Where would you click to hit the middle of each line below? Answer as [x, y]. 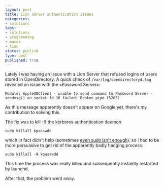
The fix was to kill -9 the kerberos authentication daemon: [64, 122]
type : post [16, 56]
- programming [20, 37]
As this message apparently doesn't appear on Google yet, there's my [76, 107]
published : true [22, 60]
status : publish [22, 51]
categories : [17, 19]
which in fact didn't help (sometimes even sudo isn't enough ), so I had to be [82, 140]
